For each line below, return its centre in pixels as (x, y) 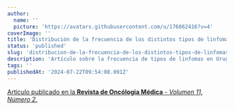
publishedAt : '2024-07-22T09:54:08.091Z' (68, 72)
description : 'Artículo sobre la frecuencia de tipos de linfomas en (110, 59)
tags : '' (20, 65)
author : (18, 14)
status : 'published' (37, 46)
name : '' (26, 20)
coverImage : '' (29, 33)
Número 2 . (23, 99)
